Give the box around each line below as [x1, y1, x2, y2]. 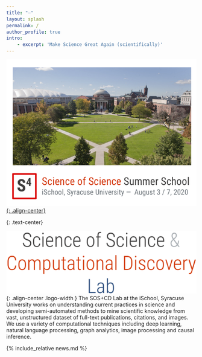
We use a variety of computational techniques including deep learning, [6, 320, 182, 327]
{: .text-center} [6, 218, 43, 226]
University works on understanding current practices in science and [6, 301, 175, 308]
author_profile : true [6, 29, 61, 35]
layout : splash [6, 16, 45, 22]
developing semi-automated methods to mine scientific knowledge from [6, 307, 185, 314]
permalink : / [6, 22, 39, 28]
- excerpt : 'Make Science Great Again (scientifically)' [17, 42, 163, 48]
